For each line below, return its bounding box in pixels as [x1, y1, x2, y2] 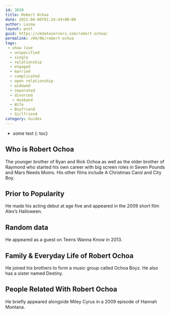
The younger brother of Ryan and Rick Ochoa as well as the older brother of [5, 158, 164, 164]
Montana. [5, 304, 25, 310]
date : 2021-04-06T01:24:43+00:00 [5, 17, 76, 22]
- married [10, 69, 31, 74]
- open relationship [10, 78, 53, 83]
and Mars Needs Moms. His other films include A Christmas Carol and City [5, 169, 162, 176]
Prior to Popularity [5, 189, 65, 198]
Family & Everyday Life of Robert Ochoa [5, 251, 134, 260]
